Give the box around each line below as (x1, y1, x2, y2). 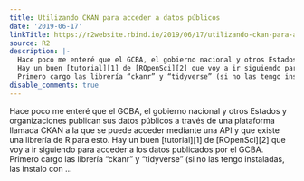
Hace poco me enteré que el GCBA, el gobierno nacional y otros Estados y (9, 105, 288, 116)
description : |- (9, 47, 71, 56)
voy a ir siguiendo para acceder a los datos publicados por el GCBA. (9, 144, 264, 155)
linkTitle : (9, 30, 51, 39)
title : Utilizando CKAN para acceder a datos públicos (9, 13, 221, 23)
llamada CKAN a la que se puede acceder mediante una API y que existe (9, 124, 280, 136)
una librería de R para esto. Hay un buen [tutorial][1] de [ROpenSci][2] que (9, 134, 287, 145)
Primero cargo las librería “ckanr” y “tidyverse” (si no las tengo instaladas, (9, 153, 285, 164)
